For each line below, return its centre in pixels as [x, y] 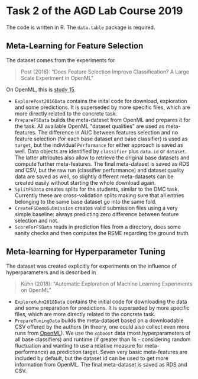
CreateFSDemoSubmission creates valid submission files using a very [96, 208]
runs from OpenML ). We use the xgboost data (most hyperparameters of [103, 333]
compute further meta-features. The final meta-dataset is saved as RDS [102, 163]
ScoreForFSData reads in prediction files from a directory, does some [98, 227]
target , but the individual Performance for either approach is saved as [99, 145]
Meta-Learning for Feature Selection [75, 46]
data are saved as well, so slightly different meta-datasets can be [94, 176]
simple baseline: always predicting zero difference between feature [97, 214]
